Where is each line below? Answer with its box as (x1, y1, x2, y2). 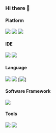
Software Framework (5, 88, 51, 94)
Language (5, 64, 27, 70)
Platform (5, 17, 24, 23)
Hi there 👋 (5, 5, 31, 12)
